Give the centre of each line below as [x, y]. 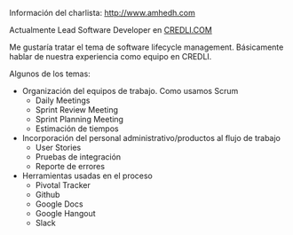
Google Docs [59, 204]
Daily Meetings [63, 100]
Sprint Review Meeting [76, 110]
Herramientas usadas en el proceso [87, 176]
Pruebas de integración [78, 157]
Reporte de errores [70, 166]
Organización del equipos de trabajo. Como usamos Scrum [130, 91]
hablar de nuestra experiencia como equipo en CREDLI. [111, 56]
